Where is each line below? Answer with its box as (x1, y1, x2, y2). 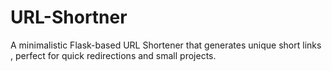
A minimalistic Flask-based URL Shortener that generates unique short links (10, 39, 322, 51)
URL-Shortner (10, 6, 128, 29)
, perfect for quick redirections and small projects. (10, 49, 217, 61)
